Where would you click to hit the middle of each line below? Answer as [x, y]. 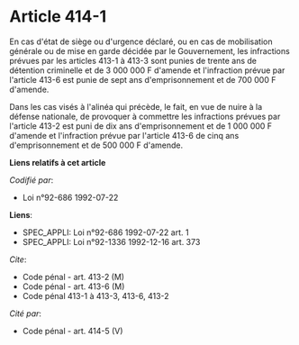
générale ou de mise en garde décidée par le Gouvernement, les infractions [149, 50]
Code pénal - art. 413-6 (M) [73, 286]
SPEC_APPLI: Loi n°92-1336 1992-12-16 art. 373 [111, 241]
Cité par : [26, 313]
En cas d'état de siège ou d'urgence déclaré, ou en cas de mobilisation [141, 41]
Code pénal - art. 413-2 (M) [73, 277]
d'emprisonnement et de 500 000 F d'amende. [96, 145]
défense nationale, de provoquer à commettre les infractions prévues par [145, 116]
